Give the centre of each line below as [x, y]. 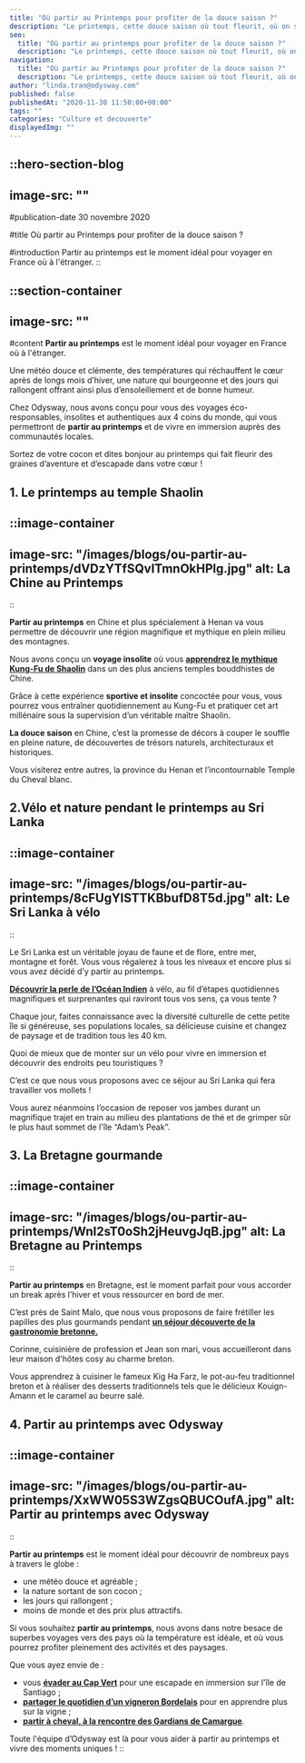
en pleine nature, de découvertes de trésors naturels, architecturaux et [142, 742]
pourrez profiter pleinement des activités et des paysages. [119, 1647]
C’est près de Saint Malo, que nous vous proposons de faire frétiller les [142, 1312]
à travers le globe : [44, 1563]
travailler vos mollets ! [50, 1090]
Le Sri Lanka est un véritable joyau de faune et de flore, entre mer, [133, 951]
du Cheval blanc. [41, 779]
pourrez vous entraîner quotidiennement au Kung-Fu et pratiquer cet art [144, 706]
